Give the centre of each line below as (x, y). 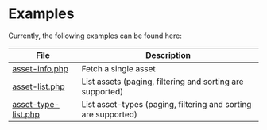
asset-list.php (39, 86)
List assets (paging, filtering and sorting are (163, 82)
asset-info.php (41, 68)
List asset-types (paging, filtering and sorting (166, 104)
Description (168, 55)
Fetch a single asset (119, 68)
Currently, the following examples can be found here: (95, 36)
